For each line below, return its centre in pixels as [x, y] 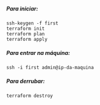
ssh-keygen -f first [33, 23]
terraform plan [26, 34]
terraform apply [27, 39]
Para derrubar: [26, 81]
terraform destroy [30, 96]
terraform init [26, 28]
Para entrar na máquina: [38, 52]
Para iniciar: [22, 9]
